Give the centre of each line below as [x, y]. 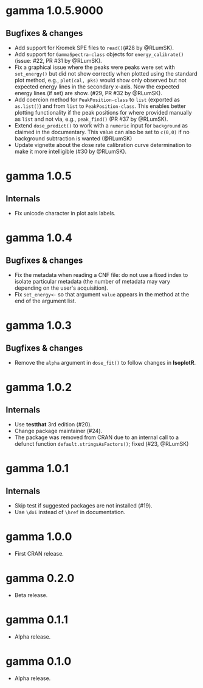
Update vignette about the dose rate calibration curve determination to [103, 145]
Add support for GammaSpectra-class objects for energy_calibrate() [99, 54]
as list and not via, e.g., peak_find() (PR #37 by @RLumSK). [91, 119]
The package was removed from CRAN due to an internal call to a [97, 437]
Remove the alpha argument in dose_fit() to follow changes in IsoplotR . [105, 363]
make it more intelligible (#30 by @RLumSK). [71, 151]
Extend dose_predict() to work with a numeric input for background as [101, 125]
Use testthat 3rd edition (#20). [53, 424]
